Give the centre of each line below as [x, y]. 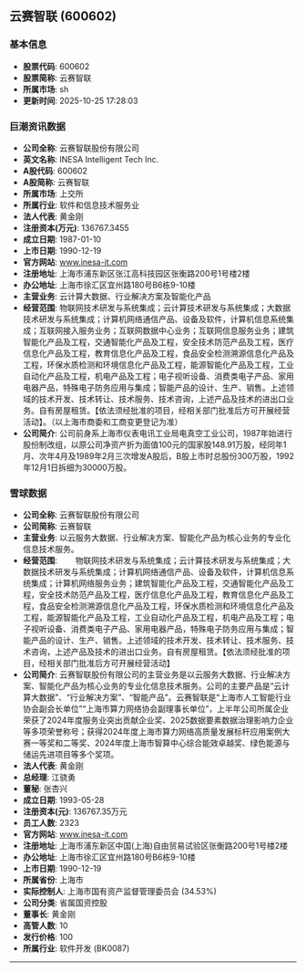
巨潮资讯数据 [38, 126]
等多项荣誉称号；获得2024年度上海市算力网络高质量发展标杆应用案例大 [156, 732]
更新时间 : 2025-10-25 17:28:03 [80, 100]
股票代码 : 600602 [56, 66]
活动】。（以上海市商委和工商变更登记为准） [102, 422]
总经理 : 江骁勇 [49, 778]
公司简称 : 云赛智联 [57, 527]
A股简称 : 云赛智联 [56, 182]
